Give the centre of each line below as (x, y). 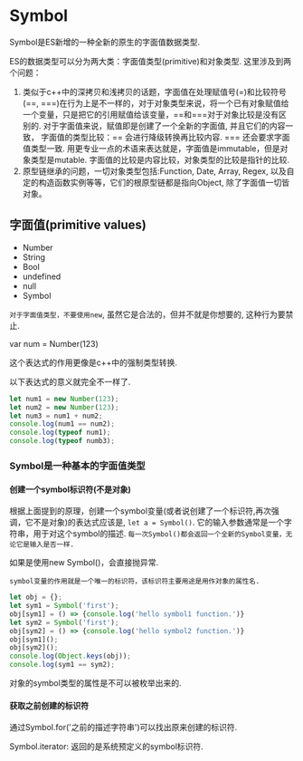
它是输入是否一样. (45, 544)
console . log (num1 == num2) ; (62, 424)
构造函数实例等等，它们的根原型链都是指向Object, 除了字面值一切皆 (164, 182)
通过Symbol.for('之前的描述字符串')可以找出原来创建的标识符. (123, 727)
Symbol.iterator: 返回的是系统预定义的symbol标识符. (106, 747)
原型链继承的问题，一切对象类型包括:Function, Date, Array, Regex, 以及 (154, 171)
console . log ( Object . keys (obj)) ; (70, 656)
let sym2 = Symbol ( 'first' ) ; (64, 622)
